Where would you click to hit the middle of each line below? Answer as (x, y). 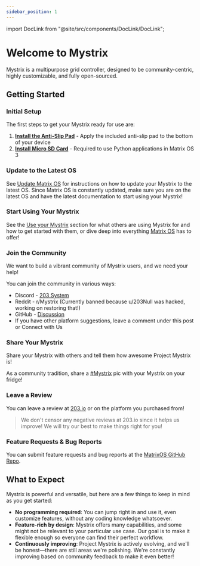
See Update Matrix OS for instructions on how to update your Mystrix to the (99, 183)
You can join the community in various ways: (61, 284)
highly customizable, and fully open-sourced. (62, 76)
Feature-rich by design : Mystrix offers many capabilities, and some (98, 525)
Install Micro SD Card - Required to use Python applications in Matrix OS (104, 149)
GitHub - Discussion (39, 315)
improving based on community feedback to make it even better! (94, 556)
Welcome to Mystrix (57, 53)
